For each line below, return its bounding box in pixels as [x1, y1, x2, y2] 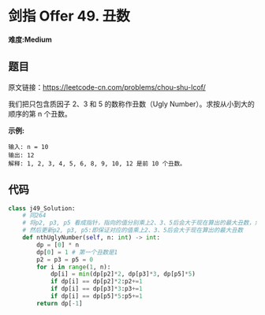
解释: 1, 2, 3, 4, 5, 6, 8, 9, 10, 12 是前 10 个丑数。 [8, 159, 186, 168]
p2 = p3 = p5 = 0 [36, 255, 93, 264]
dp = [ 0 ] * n [36, 241, 80, 249]
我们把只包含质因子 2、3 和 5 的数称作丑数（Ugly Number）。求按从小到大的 [8, 99, 255, 109]
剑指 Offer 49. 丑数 [8, 7, 130, 25]
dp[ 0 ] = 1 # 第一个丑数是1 [36, 248, 118, 256]
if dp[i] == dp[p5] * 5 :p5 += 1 [50, 292, 144, 300]
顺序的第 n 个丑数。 [8, 109, 73, 118]
